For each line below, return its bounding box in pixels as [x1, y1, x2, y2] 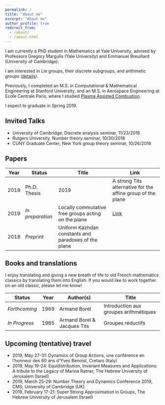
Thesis [25, 189, 41, 196]
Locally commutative [58, 204, 107, 211]
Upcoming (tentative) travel [5, 339, 91, 348]
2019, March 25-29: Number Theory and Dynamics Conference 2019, [12, 378, 153, 384]
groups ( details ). [5, 73, 38, 79]
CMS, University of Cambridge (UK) [12, 384, 85, 390]
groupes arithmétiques [104, 309, 156, 316]
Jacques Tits [59, 323, 89, 329]
